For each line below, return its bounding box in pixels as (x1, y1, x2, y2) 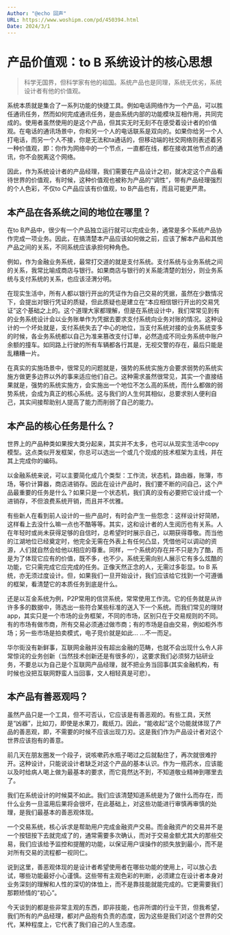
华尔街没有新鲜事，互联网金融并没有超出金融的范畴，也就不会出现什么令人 (7, 643, 217, 651)
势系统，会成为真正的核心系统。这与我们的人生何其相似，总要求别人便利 (7, 390, 211, 398)
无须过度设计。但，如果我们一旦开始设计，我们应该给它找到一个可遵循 (25, 571, 223, 579)
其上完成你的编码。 (7, 456, 62, 464)
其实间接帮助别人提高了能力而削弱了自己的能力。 (18, 398, 157, 406)
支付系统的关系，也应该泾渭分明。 (18, 275, 115, 283)
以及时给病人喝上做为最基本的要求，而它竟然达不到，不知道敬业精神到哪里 (7, 768, 217, 776)
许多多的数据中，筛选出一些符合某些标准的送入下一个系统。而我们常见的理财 (7, 603, 223, 611)
